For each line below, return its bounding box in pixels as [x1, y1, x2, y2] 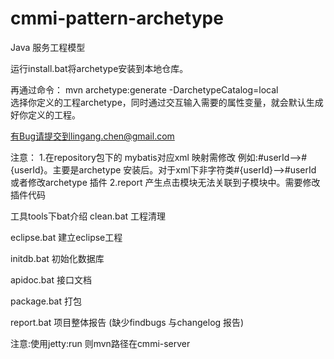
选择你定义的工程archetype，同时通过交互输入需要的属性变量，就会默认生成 [10, 96, 324, 108]
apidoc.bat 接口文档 [10, 273, 92, 286]
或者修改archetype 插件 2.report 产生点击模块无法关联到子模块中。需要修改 [10, 176, 321, 188]
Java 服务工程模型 [10, 41, 86, 53]
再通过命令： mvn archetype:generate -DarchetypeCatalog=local [10, 83, 279, 96]
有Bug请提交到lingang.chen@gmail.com [10, 130, 175, 142]
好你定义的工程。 [10, 108, 81, 121]
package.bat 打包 [10, 295, 82, 307]
